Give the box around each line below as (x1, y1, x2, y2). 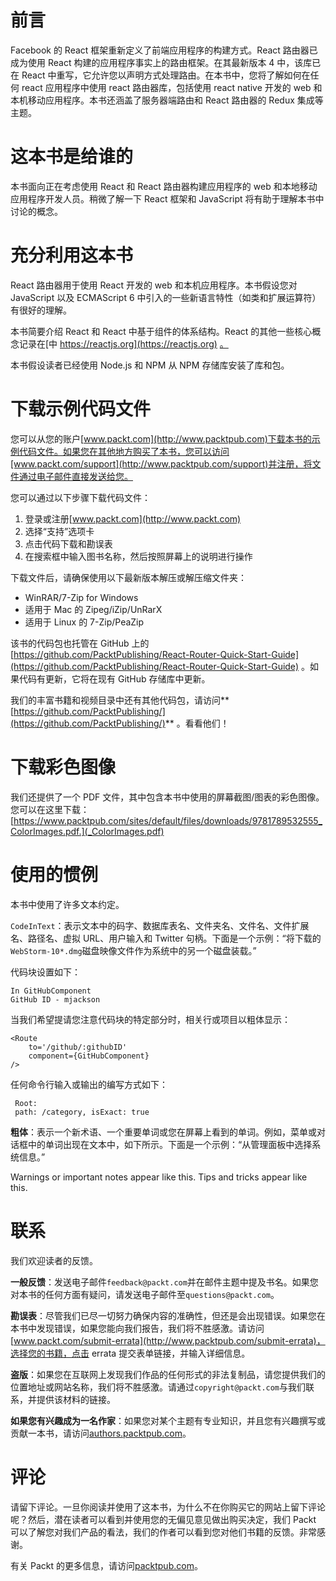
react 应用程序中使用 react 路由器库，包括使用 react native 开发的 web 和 (21, 81, 323, 93)
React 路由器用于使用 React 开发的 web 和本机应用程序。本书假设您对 (10, 279, 298, 291)
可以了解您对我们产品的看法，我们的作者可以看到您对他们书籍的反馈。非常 (10, 1526, 317, 1538)
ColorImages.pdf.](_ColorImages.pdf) (10, 825, 165, 837)
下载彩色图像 (10, 756, 117, 778)
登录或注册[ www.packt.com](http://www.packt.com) (24, 512, 242, 525)
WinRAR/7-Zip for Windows (24, 591, 139, 603)
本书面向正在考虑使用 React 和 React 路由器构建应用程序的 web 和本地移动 (10, 180, 318, 192)
